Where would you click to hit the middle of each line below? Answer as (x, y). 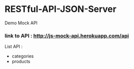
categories (23, 56)
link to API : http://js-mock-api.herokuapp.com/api (67, 36)
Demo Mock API (21, 23)
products (21, 62)
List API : (14, 47)
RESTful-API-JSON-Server (61, 9)
